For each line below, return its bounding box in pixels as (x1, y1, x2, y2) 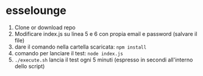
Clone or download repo (14, 24, 76, 31)
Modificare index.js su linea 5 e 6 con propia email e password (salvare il (14, 30, 198, 37)
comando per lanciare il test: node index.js (14, 49, 123, 57)
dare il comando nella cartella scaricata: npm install (14, 43, 147, 50)
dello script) (14, 62, 45, 70)
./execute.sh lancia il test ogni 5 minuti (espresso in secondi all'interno (14, 56, 193, 63)
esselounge (5, 4, 66, 18)
